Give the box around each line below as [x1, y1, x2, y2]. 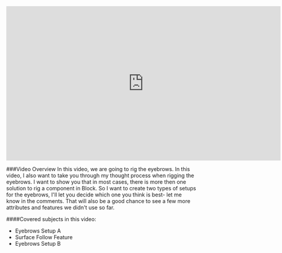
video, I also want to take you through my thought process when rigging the [6, 172, 195, 179]
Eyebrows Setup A [14, 227, 61, 234]
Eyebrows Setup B [14, 240, 61, 247]
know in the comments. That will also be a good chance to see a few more [6, 197, 191, 204]
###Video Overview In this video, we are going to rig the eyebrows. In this [6, 165, 190, 172]
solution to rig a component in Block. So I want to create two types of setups [6, 184, 196, 192]
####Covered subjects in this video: [6, 215, 96, 222]
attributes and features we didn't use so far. [6, 204, 115, 211]
